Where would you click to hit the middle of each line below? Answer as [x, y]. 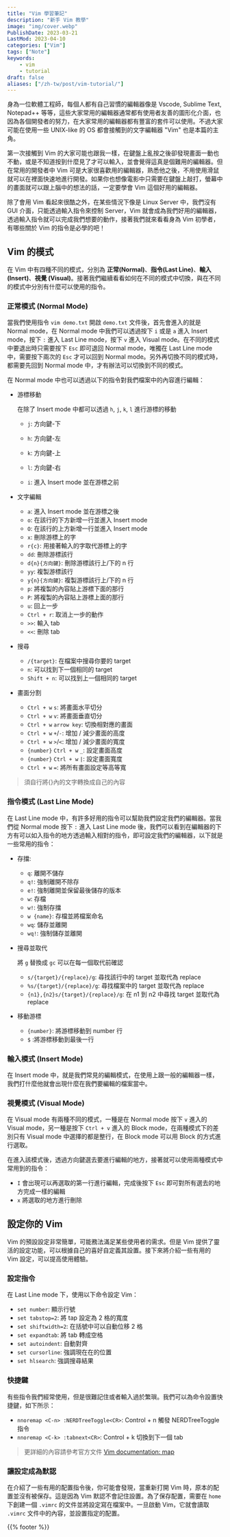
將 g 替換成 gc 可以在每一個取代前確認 [70, 962]
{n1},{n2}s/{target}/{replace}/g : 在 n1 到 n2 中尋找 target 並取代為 [124, 994]
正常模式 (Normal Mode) [48, 306]
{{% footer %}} [28, 1527]
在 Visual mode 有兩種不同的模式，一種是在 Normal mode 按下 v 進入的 [107, 1119]
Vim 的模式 [30, 252]
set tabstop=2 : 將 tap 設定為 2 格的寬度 [73, 1318]
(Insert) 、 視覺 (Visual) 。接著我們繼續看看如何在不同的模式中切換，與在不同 [114, 278]
